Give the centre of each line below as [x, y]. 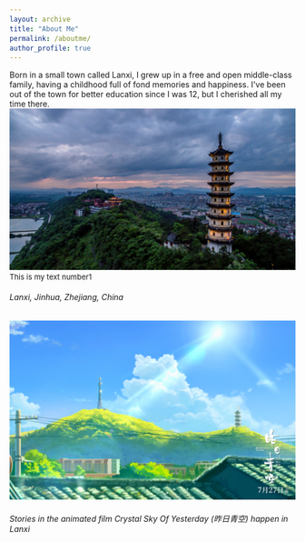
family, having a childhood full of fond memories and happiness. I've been [148, 85]
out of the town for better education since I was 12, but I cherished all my [146, 95]
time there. [30, 104]
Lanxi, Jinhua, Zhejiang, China [67, 297]
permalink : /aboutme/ [50, 38]
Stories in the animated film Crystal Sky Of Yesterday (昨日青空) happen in [149, 518]
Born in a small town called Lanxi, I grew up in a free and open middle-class [151, 75]
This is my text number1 [51, 276]
